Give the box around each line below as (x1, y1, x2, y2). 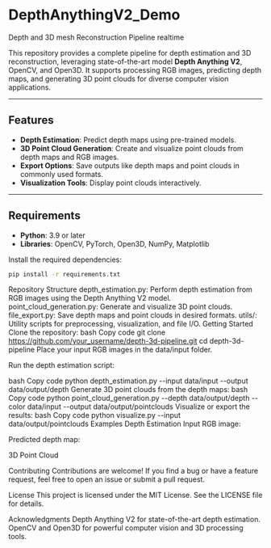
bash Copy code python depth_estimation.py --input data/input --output (8, 376, 248, 386)
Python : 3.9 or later (19, 230, 86, 240)
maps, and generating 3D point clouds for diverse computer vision (8, 74, 229, 83)
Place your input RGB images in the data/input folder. (35, 345, 213, 355)
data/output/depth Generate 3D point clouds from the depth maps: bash (8, 385, 248, 394)
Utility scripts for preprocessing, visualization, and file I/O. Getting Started (8, 319, 254, 329)
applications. (8, 82, 51, 92)
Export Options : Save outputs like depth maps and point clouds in (19, 160, 240, 171)
